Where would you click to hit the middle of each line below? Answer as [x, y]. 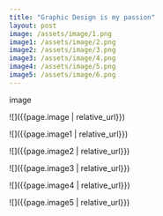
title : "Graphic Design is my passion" [82, 17]
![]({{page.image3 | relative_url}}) [70, 168]
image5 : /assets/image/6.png [63, 75]
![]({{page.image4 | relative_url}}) [70, 185]
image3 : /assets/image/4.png [63, 58]
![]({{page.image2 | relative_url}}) [70, 151]
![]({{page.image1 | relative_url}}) [69, 134]
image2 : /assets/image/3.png [63, 50]
